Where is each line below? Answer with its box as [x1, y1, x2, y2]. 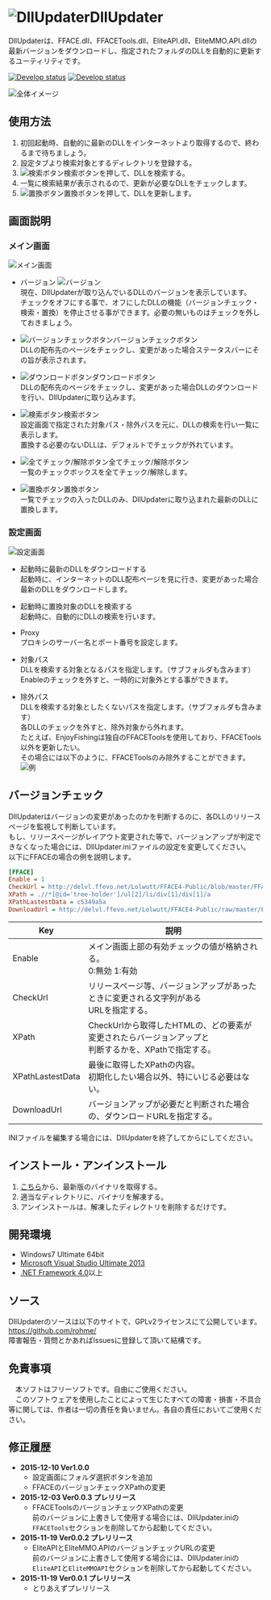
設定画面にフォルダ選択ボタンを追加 [31, 1472, 153, 1482]
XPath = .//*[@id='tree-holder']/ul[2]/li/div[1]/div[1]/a [8, 891, 211, 899]
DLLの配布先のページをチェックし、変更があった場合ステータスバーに [19, 345, 252, 355]
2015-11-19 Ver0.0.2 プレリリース [19, 1532, 133, 1543]
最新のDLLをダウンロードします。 [19, 584, 132, 594]
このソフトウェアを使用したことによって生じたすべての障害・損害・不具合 [15, 1395, 262, 1404]
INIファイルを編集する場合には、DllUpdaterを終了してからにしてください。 [8, 1132, 257, 1143]
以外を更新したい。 [19, 742, 85, 752]
